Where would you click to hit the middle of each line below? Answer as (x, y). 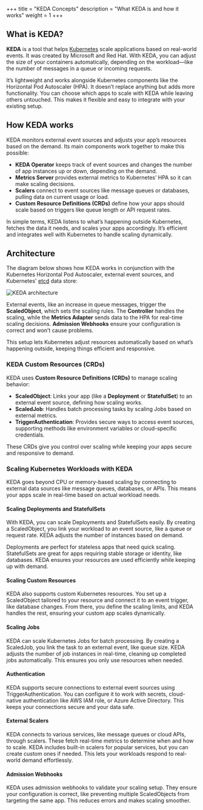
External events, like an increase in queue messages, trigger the (86, 305)
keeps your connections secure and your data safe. (71, 707)
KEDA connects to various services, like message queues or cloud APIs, (96, 735)
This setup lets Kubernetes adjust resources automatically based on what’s (100, 342)
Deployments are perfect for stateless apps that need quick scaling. (91, 547)
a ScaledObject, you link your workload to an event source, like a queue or (99, 529)
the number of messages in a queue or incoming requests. (79, 68)
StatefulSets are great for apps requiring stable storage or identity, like (94, 553)
